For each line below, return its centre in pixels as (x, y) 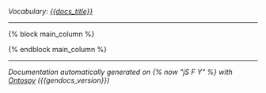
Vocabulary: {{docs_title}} (51, 11)
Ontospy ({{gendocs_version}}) (59, 80)
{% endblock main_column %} (58, 49)
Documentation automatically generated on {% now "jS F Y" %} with (121, 72)
